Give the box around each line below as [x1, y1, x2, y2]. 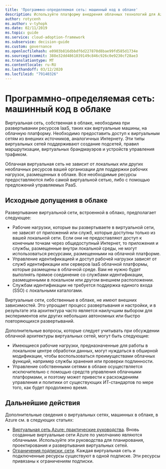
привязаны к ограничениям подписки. [12, 458, 94, 464]
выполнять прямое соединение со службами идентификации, [12, 272, 144, 278]
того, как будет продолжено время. [12, 384, 88, 390]
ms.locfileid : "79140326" [5, 72, 58, 77]
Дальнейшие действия [5, 399, 81, 407]
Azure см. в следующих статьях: [5, 417, 74, 423]
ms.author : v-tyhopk [5, 21, 48, 26]
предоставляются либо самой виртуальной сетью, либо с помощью [5, 177, 150, 183]
